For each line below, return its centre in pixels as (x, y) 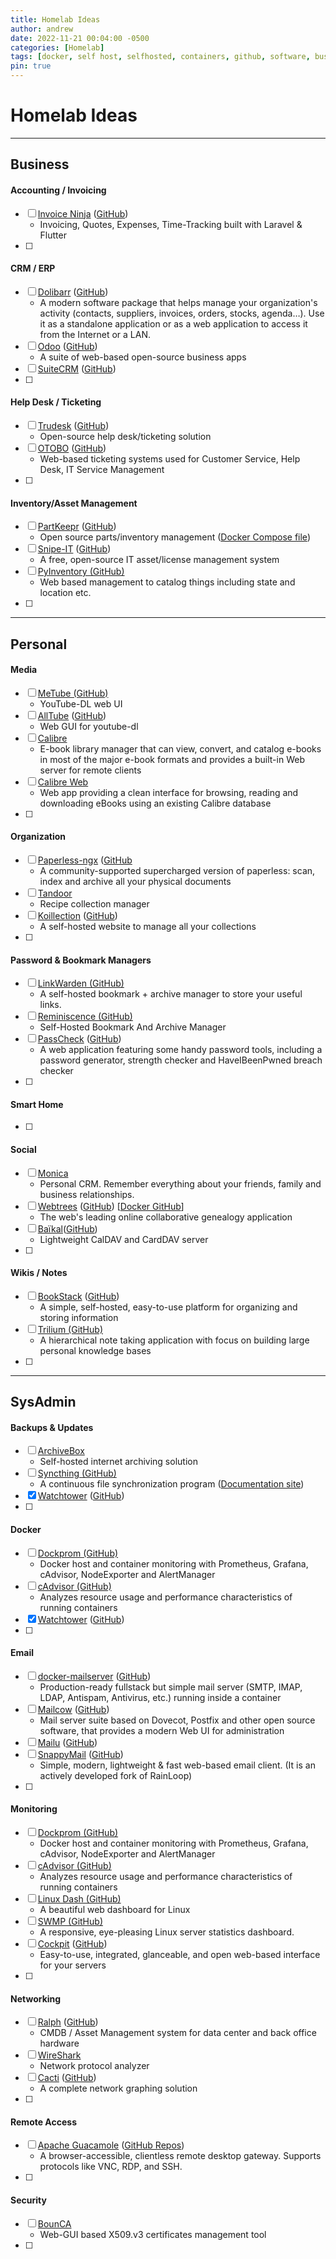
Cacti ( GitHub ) (67, 2078)
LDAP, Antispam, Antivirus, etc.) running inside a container (160, 1697)
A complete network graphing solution (118, 2088)
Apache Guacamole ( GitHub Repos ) (111, 2145)
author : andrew (42, 29)
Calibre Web (63, 782)
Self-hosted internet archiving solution (118, 1462)
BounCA (54, 2223)
